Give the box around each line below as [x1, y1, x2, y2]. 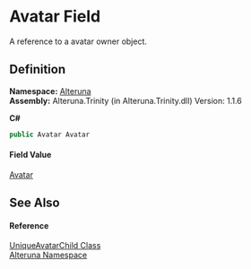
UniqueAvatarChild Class [9, 240, 101, 251]
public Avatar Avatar [9, 130, 91, 139]
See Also [9, 195, 60, 211]
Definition [9, 62, 65, 77]
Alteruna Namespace [9, 249, 88, 261]
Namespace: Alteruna [9, 85, 91, 96]
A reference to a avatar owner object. [9, 36, 148, 47]
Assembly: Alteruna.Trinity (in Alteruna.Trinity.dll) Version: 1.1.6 [9, 95, 242, 106]
